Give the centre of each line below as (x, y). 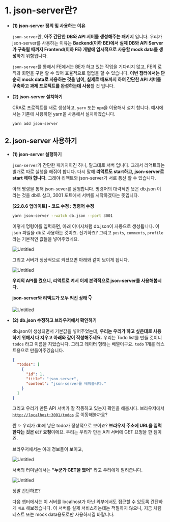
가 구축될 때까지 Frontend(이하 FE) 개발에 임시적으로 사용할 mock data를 (85, 49)
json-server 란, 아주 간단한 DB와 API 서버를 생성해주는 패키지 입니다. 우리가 (87, 36)
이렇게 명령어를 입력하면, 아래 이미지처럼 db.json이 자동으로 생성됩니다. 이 (86, 226)
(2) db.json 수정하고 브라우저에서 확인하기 (54, 320)
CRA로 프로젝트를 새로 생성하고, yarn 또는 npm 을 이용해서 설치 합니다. (81, 107)
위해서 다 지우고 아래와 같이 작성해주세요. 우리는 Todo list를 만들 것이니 (92, 337)
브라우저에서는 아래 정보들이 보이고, (48, 449)
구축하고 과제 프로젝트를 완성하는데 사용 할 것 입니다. (63, 85)
